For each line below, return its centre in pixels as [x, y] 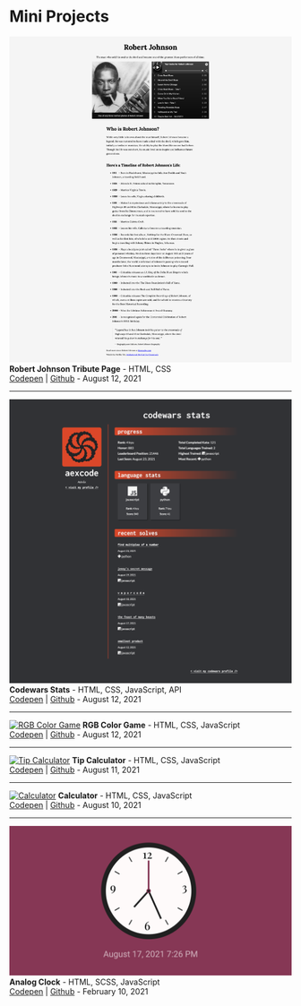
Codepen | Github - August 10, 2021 [75, 805]
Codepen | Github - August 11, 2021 [75, 770]
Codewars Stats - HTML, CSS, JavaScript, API [95, 690]
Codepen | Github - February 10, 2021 [79, 992]
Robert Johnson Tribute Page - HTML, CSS [90, 368]
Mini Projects [59, 17]
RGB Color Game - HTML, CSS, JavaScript [161, 725]
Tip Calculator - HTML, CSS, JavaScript [146, 761]
